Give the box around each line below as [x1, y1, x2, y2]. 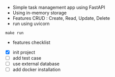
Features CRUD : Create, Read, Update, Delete [12, 15, 110, 21]
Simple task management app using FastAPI [12, 5, 105, 10]
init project [12, 49, 36, 55]
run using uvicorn [12, 20, 50, 27]
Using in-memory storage [12, 10, 67, 16]
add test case [12, 55, 42, 61]
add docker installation [12, 66, 61, 73]
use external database [12, 61, 60, 67]
